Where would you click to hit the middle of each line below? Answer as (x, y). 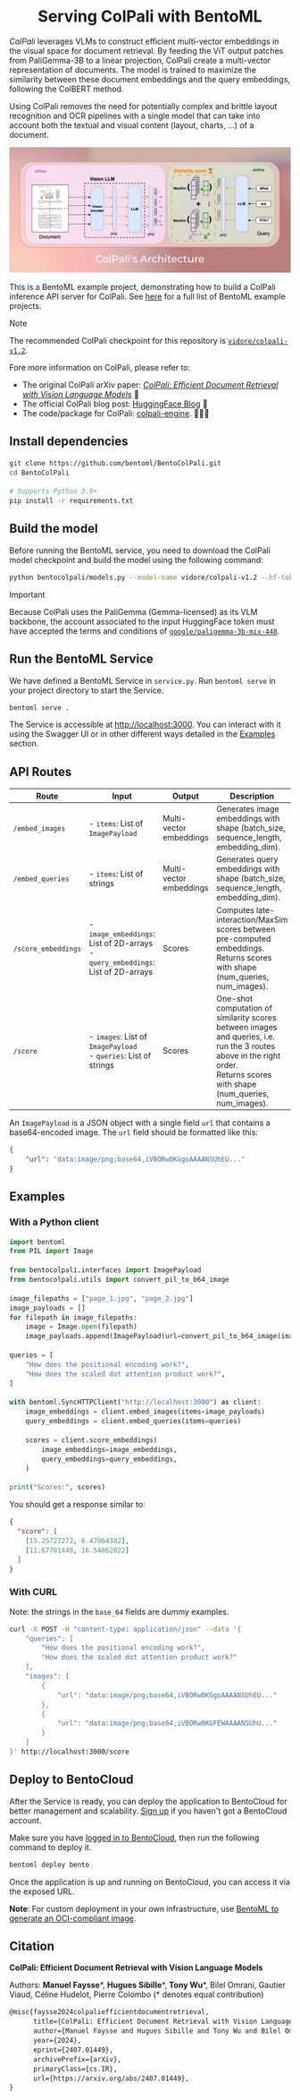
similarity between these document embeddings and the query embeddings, (150, 79)
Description (252, 796)
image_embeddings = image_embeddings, (109, 1449)
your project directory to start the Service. (87, 690)
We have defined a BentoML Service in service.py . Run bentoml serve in (143, 680)
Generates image (247, 809)
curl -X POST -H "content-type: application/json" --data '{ (125, 1629)
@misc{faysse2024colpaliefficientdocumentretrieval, (109, 2012)
